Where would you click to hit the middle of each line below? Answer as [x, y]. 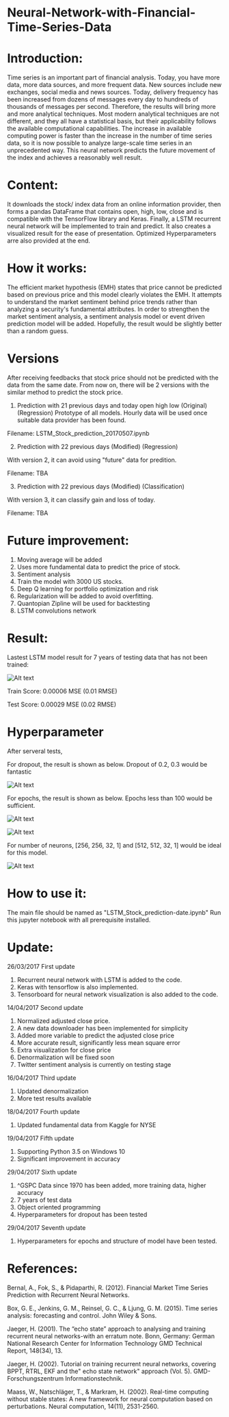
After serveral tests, [35, 751]
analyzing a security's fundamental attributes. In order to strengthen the [108, 309]
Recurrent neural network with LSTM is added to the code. [99, 979]
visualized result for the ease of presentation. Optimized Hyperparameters [112, 234]
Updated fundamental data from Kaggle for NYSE [86, 1124]
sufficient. [21, 805]
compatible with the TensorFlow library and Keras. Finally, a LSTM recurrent [114, 219]
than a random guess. [38, 331]
